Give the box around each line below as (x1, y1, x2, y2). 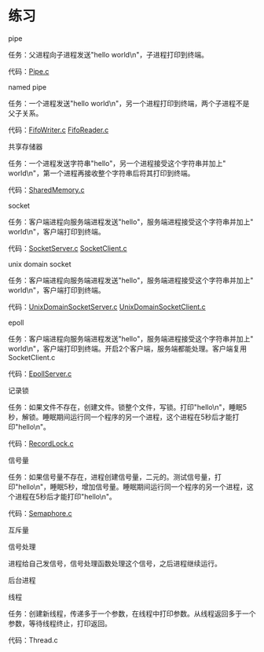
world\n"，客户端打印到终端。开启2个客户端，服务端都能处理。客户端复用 (8, 344, 247, 353)
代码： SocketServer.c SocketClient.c (8, 243, 127, 252)
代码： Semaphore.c (8, 508, 72, 518)
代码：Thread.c (8, 635, 59, 645)
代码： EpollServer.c (8, 369, 72, 378)
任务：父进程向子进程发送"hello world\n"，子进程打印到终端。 (8, 50, 208, 59)
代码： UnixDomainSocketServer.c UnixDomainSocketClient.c (8, 302, 206, 311)
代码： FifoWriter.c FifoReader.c (8, 125, 109, 134)
